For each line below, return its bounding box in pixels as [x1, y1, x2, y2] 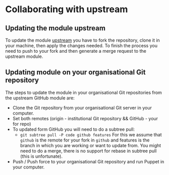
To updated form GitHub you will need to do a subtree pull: [12, 126, 135, 132]
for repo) [12, 121, 31, 127]
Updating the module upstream [5, 24, 106, 32]
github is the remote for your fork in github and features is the [20, 137, 150, 143]
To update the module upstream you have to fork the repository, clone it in [5, 37, 160, 43]
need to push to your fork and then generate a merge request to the [5, 48, 147, 54]
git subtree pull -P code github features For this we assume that [20, 131, 162, 137]
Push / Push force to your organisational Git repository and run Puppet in [12, 158, 164, 164]
